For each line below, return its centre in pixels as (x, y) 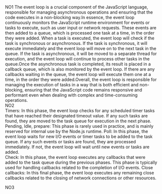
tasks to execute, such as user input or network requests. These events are (81, 28)
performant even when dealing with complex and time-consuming (71, 95)
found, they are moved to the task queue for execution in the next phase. (78, 121)
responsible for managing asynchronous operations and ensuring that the (79, 12)
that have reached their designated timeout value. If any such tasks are (76, 116)
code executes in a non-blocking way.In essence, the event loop (70, 17)
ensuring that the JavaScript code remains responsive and (83, 90)
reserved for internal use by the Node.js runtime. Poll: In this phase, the (77, 131)
